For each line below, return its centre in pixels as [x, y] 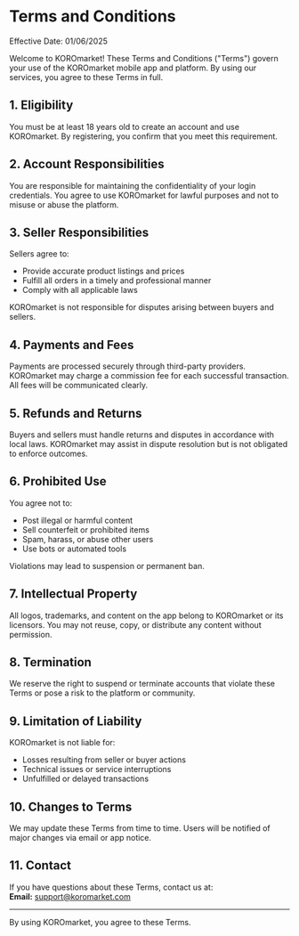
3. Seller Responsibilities [79, 232]
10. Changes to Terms [71, 806]
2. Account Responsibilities [87, 164]
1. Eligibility [41, 106]
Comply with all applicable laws [80, 290]
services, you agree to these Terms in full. [86, 77]
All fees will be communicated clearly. [79, 386]
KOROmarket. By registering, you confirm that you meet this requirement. [144, 136]
